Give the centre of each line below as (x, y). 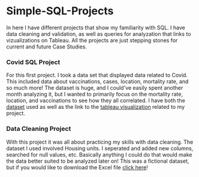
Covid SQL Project (33, 62)
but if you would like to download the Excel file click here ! (77, 167)
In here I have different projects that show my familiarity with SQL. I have (96, 28)
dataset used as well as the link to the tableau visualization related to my (96, 107)
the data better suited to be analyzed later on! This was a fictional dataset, (98, 161)
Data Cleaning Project (39, 129)
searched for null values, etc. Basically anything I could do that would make (99, 154)
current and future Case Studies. (46, 47)
